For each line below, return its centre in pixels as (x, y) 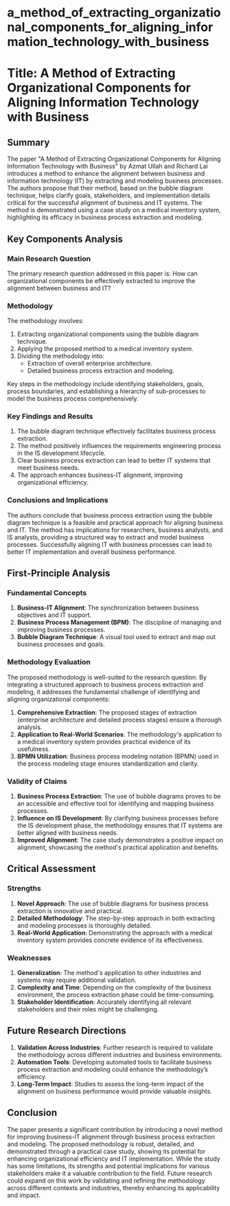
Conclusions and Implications (58, 500)
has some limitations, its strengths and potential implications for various (108, 1165)
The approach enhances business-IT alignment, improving (100, 475)
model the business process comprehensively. (73, 399)
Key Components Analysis (65, 239)
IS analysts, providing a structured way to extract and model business (106, 537)
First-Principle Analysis (59, 573)
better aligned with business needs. (68, 833)
